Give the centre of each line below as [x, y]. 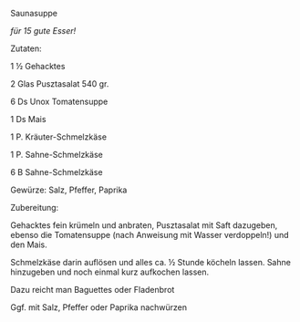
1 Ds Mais [28, 119]
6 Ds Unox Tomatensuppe [59, 101]
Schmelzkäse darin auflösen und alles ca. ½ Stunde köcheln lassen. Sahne [150, 262]
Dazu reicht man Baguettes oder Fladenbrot [93, 290]
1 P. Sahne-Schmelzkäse [57, 155]
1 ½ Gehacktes [38, 66]
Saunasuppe [34, 13]
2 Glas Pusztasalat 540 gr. [60, 84]
